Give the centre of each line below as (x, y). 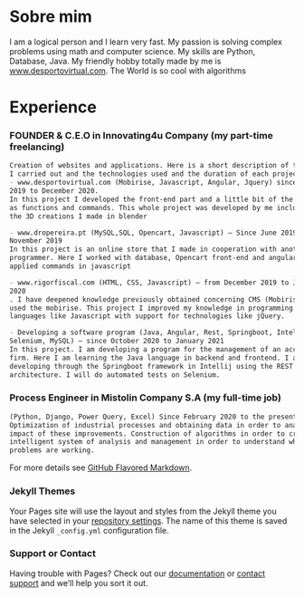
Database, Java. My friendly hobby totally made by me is (115, 61)
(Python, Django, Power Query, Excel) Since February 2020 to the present (153, 417)
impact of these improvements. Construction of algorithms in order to (147, 433)
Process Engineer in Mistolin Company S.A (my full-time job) (146, 398)
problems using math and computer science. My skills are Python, (133, 51)
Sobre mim (51, 17)
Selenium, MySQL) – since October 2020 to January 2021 (117, 342)
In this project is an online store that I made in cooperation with (143, 250)
